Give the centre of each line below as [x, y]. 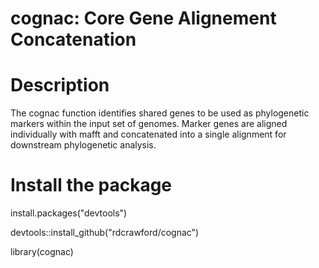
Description [60, 85]
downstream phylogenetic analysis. [83, 145]
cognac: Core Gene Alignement [143, 18]
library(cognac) [42, 252]
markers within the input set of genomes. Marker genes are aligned [149, 124]
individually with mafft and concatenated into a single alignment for [148, 134]
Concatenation [73, 39]
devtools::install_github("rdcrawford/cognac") [105, 233]
